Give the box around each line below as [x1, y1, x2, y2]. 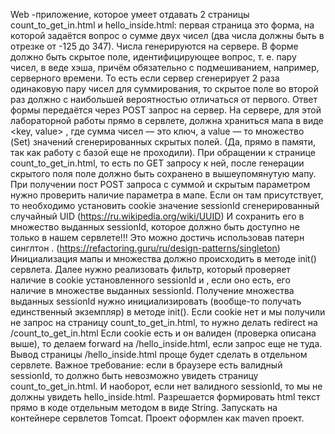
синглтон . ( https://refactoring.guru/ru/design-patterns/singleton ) [10, 242, 281, 254]
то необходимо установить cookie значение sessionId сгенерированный [10, 200, 320, 211]
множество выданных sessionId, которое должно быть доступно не [10, 221, 300, 233]
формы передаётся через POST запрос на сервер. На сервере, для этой [10, 104, 322, 116]
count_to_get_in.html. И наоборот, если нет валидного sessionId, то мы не [10, 380, 323, 392]
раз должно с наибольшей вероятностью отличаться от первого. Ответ [10, 94, 318, 105]
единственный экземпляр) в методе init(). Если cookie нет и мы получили [10, 306, 326, 318]
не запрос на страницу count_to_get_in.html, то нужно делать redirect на [10, 317, 318, 328]
